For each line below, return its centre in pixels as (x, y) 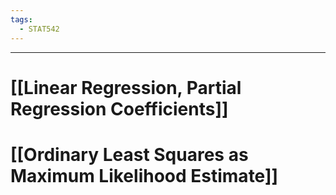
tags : (21, 19)
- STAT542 (39, 29)
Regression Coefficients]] (119, 108)
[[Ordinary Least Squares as (129, 154)
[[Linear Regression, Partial (126, 87)
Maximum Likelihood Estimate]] (144, 175)
